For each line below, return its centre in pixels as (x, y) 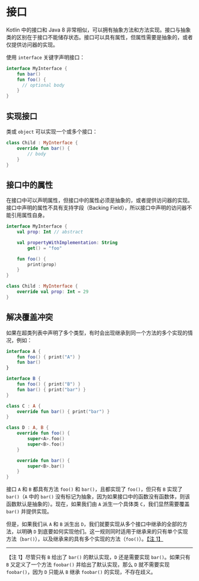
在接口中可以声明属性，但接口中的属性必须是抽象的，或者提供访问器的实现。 (99, 200)
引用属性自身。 (29, 215)
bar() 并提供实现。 (29, 511)
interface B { (24, 379)
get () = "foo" (45, 248)
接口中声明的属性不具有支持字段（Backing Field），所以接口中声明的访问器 (97, 208)
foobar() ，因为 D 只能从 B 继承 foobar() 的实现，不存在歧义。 (81, 572)
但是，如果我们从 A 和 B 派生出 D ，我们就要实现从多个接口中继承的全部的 (94, 524)
